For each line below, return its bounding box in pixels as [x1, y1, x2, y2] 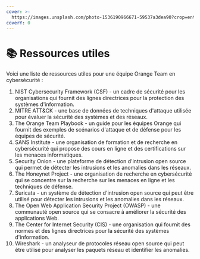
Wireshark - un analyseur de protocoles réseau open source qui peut [14, 240, 185, 247]
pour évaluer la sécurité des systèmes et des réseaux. [14, 114, 148, 121]
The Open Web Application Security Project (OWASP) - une [14, 202, 161, 209]
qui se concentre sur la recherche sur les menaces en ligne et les [14, 177, 175, 184]
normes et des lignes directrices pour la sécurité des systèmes [14, 227, 170, 235]
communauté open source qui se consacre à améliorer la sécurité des [14, 208, 186, 216]
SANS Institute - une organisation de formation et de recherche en [14, 139, 177, 146]
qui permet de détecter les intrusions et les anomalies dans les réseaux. [14, 164, 192, 171]
